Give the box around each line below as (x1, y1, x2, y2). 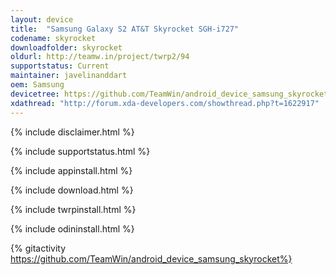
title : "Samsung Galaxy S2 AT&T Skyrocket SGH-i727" (10, 24, 240, 34)
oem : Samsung (10, 80, 65, 90)
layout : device (10, 14, 74, 25)
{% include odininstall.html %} (10, 222, 135, 235)
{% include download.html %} (10, 184, 134, 196)
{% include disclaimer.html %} (10, 126, 135, 138)
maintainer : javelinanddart (10, 71, 128, 81)
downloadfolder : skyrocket (10, 42, 123, 53)
